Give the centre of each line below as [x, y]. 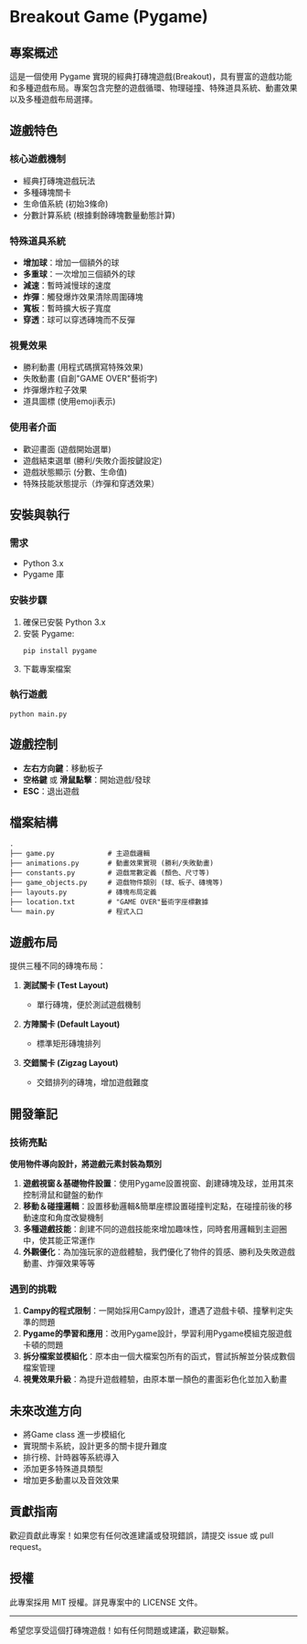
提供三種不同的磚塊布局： [58, 966]
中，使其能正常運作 [59, 1240]
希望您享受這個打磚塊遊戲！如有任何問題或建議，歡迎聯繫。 [122, 1630]
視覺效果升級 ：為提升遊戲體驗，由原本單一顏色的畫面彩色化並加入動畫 [155, 1379]
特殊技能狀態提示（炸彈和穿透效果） [91, 483]
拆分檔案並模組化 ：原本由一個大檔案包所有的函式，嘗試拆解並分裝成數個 [159, 1356]
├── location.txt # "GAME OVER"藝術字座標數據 [109, 902]
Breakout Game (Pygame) [109, 17]
